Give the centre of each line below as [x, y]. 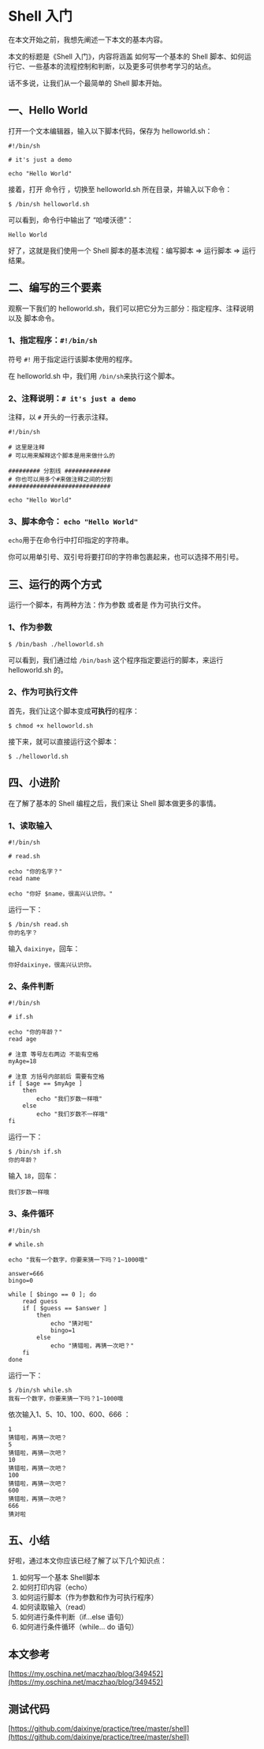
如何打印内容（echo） [56, 1587]
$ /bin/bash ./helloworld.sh [56, 644]
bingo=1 [63, 1330]
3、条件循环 [31, 1214]
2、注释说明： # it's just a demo [72, 398]
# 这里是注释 [26, 447]
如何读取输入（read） [55, 1607]
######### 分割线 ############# [59, 471]
